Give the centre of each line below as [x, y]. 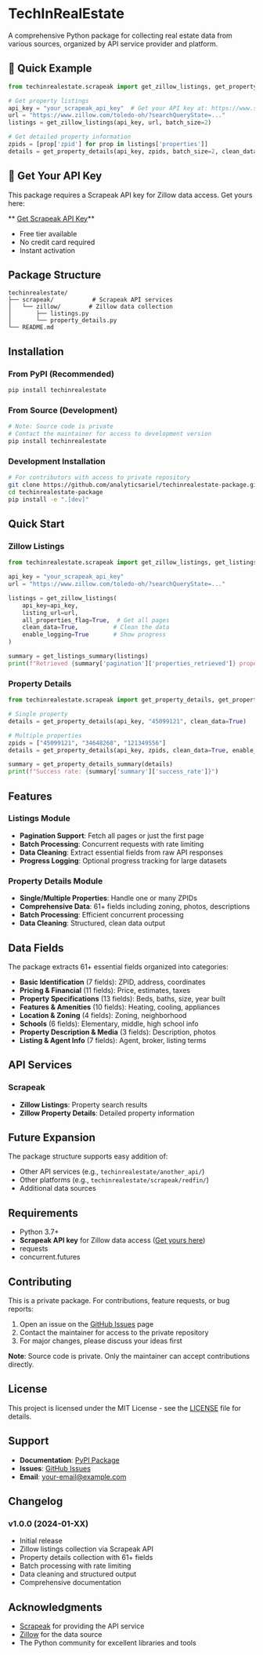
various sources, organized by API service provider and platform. [113, 43]
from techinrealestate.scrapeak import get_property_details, [112, 700]
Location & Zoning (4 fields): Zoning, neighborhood [103, 1015]
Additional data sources [58, 1188]
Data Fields [36, 948]
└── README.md [31, 328]
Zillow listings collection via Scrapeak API [86, 1549]
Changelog [36, 1501]
